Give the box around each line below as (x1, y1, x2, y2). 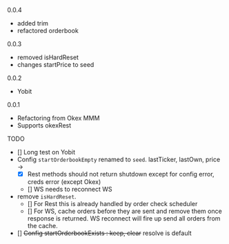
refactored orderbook (17, 27, 79, 34)
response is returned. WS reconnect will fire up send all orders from (27, 214, 221, 223)
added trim (17, 19, 49, 27)
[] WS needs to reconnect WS (27, 185, 112, 194)
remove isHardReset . (17, 192, 77, 201)
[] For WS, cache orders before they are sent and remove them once (27, 207, 222, 216)
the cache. (27, 222, 59, 230)
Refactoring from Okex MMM (17, 114, 100, 122)
